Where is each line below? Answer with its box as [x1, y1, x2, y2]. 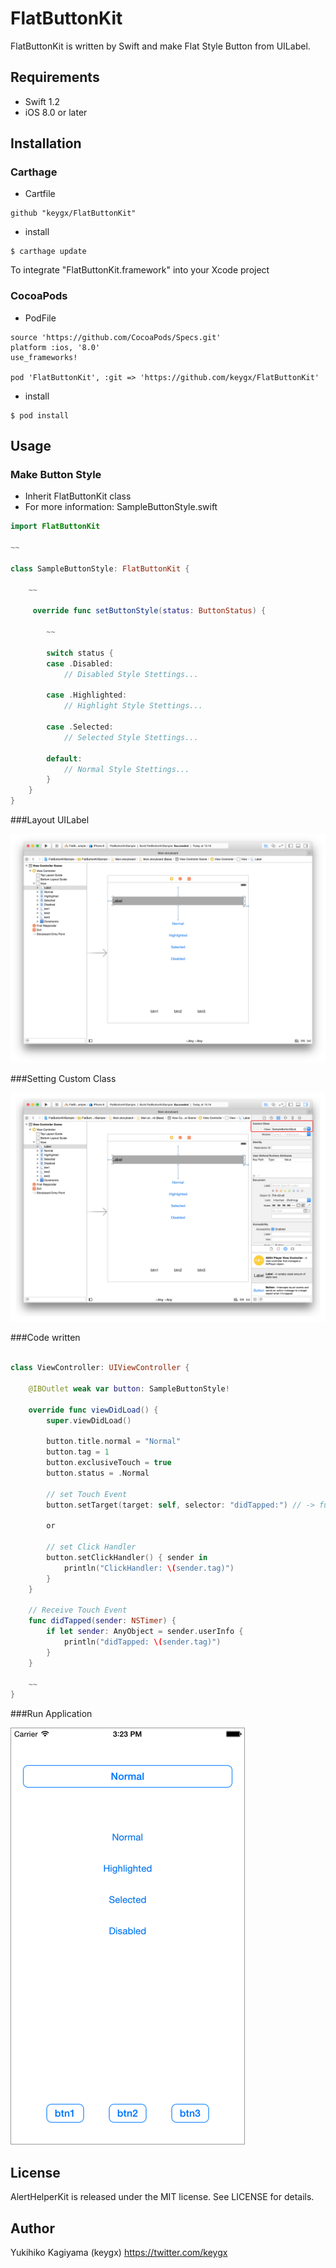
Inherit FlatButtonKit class [24, 490, 132, 502]
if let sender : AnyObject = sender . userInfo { [46, 1627, 244, 1637]
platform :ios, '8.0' [10, 342, 101, 352]
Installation [10, 135, 82, 152]
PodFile [24, 312, 57, 324]
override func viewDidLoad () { [28, 1405, 159, 1415]
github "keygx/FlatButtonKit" [10, 208, 137, 219]
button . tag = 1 [46, 1447, 110, 1457]
